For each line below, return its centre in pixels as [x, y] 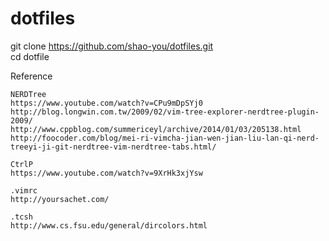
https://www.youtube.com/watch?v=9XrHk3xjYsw [106, 173]
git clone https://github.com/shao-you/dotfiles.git [112, 46]
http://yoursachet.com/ [60, 199]
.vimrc [24, 190]
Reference [31, 76]
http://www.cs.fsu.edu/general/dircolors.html [109, 225]
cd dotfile [30, 56]
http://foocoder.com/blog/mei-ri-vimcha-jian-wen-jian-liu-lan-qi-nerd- [165, 138]
